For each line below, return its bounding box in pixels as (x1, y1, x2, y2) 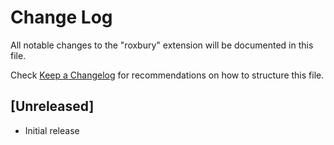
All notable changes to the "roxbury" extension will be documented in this (10, 39, 314, 51)
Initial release (24, 124, 80, 136)
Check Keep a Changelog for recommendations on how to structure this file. (10, 69, 325, 81)
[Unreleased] (10, 98, 95, 115)
